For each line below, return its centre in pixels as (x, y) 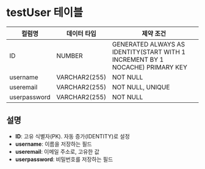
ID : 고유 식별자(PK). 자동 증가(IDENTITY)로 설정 (72, 136)
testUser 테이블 (45, 13)
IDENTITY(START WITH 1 (149, 51)
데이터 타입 (81, 33)
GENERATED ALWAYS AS (149, 44)
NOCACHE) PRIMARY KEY (149, 67)
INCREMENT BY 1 (138, 59)
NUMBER (70, 56)
